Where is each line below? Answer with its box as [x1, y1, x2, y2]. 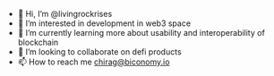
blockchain [17, 37, 59, 47]
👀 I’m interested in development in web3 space [17, 18, 191, 29]
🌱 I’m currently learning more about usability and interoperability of [17, 28, 266, 38]
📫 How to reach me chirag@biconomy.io [17, 56, 170, 67]
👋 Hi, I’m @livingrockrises [17, 9, 113, 19]
